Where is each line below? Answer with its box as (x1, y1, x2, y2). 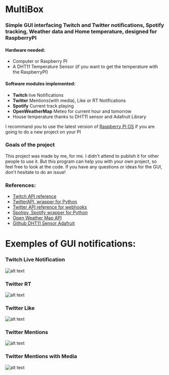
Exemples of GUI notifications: (5, 238, 136, 250)
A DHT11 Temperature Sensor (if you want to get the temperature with (12, 63, 158, 70)
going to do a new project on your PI (5, 128, 81, 135)
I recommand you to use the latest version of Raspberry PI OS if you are (5, 123, 155, 129)
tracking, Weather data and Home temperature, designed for (5, 28, 157, 35)
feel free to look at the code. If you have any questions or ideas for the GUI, (5, 163, 162, 169)
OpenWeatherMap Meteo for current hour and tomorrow (12, 108, 132, 114)
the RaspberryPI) (12, 69, 48, 75)
